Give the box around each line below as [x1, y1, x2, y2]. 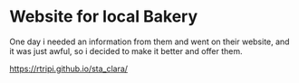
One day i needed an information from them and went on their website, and [9, 36, 290, 47]
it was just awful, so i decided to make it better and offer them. [9, 45, 243, 56]
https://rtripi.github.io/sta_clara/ [9, 63, 129, 74]
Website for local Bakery [9, 6, 198, 27]
